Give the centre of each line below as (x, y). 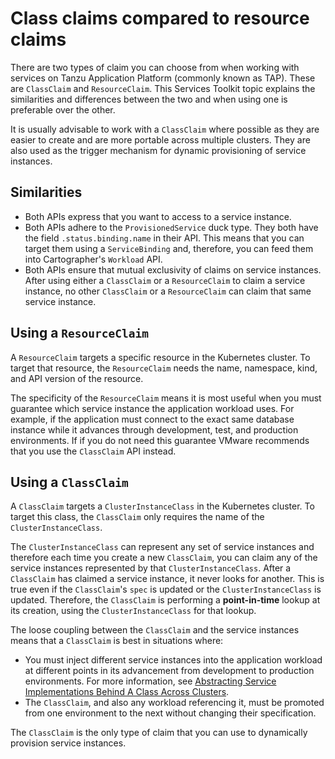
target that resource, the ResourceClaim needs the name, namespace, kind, (164, 368)
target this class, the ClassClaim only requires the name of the (137, 517)
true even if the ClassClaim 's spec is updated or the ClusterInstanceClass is (166, 589)
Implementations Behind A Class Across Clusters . (127, 692)
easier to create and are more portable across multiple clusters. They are (160, 139)
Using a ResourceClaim (79, 333)
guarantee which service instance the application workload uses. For (152, 408)
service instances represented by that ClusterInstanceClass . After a (151, 568)
